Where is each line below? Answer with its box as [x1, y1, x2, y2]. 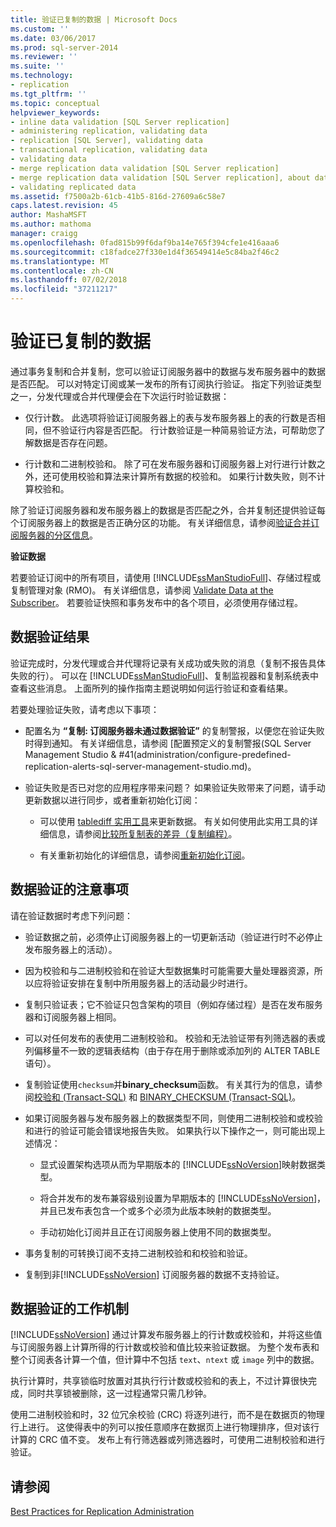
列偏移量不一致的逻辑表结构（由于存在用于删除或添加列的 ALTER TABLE [24, 1044, 321, 1056]
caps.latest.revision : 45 [10, 201, 118, 211]
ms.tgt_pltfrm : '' [10, 89, 87, 99]
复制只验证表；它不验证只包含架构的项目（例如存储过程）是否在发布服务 [24, 998, 323, 1010]
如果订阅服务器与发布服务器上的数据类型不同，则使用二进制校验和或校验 [24, 1112, 323, 1124]
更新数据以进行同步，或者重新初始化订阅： [24, 794, 201, 806]
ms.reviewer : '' [10, 52, 78, 62]
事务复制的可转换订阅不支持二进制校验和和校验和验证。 [24, 1247, 253, 1259]
